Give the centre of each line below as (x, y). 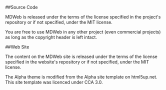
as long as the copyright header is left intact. (51, 37)
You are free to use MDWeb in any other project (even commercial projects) (83, 32)
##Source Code (21, 7)
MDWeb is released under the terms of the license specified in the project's (83, 17)
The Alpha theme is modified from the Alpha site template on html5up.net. (81, 77)
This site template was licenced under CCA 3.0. (54, 82)
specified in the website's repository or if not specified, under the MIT (77, 62)
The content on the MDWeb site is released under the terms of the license (81, 56)
